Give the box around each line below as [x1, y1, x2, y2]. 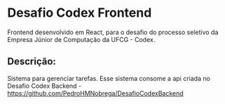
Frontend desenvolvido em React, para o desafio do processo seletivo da [7, 28, 219, 36]
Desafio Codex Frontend [7, 5, 152, 21]
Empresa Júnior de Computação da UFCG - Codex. [7, 35, 156, 43]
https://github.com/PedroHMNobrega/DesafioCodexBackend [7, 89, 184, 97]
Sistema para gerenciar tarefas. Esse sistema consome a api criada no [7, 74, 210, 82]
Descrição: [7, 56, 56, 68]
